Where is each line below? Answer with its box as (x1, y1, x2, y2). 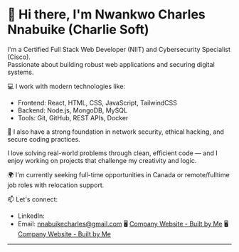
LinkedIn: (17, 211, 45, 220)
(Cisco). (7, 53, 31, 61)
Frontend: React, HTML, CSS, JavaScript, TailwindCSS (17, 98, 178, 107)
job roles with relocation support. (7, 181, 105, 189)
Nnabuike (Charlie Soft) (7, 21, 149, 38)
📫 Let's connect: (7, 195, 58, 204)
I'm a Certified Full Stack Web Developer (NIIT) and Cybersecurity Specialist (7, 45, 231, 53)
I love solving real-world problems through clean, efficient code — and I (7, 149, 218, 157)
